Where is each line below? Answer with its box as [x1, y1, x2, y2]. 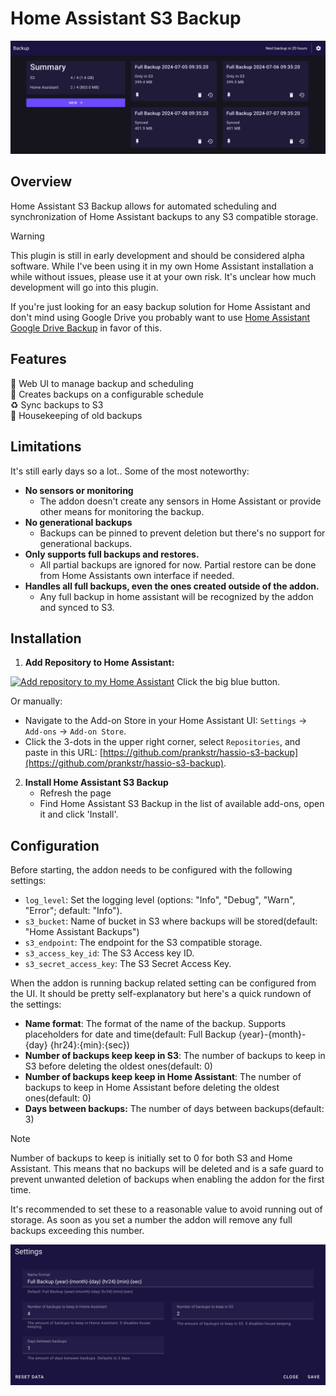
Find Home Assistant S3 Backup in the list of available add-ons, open [39, 798, 325, 810]
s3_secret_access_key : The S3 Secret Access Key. [24, 958, 232, 970]
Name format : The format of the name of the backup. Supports [24, 1018, 287, 1030]
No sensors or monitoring [24, 484, 134, 496]
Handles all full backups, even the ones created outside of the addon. [24, 580, 320, 592]
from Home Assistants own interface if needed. [39, 569, 235, 581]
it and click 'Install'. [39, 808, 119, 821]
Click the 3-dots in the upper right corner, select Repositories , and [24, 736, 301, 748]
